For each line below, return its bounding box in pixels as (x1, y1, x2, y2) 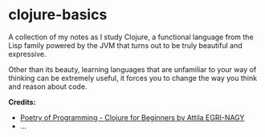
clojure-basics (8, 6, 108, 24)
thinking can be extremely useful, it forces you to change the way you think (8, 73, 258, 83)
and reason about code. (8, 82, 88, 91)
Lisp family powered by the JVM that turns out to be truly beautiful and (8, 40, 243, 50)
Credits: (8, 97, 36, 107)
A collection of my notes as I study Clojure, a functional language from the (8, 32, 255, 42)
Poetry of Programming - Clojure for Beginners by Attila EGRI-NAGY (19, 112, 245, 122)
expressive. (8, 49, 47, 58)
